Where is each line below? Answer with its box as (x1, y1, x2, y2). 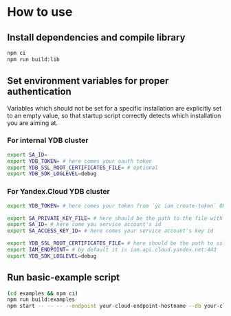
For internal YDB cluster (7, 135, 89, 145)
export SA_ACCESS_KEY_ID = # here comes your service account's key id (7, 227, 214, 234)
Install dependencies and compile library (7, 32, 186, 43)
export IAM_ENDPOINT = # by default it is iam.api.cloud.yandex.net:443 (7, 247, 217, 253)
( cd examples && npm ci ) (7, 290, 78, 297)
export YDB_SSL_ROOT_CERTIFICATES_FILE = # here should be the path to (7, 240, 214, 247)
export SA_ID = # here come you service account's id (7, 221, 162, 228)
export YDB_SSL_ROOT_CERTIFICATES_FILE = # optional (7, 164, 158, 171)
